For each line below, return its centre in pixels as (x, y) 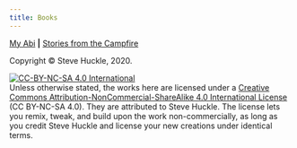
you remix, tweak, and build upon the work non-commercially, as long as (144, 116)
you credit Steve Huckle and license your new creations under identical (141, 126)
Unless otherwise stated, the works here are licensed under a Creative (140, 87)
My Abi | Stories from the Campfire (74, 43)
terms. (21, 135)
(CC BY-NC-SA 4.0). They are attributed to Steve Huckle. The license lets (145, 106)
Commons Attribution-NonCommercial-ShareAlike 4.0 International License (148, 97)
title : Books (34, 17)
